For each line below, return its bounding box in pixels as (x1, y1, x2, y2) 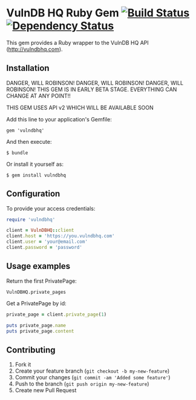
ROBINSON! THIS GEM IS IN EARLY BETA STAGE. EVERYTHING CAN (6, 86, 177, 93)
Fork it (15, 361, 31, 368)
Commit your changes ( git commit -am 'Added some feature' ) (15, 374, 171, 381)
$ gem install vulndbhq (6, 172, 67, 178)
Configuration (6, 189, 60, 199)
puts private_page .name (6, 322, 67, 328)
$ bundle (6, 149, 28, 156)
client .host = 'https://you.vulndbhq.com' (6, 233, 115, 239)
